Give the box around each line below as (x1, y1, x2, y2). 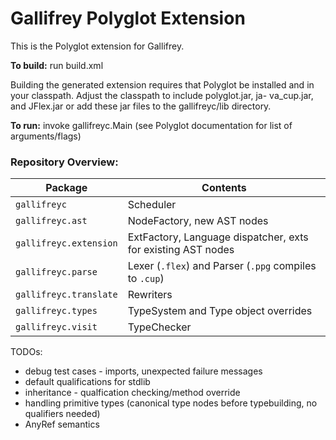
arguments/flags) (10, 130, 82, 142)
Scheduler (127, 198, 177, 212)
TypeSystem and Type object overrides (127, 304, 313, 318)
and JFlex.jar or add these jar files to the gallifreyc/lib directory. (10, 100, 272, 112)
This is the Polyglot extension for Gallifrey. (10, 40, 185, 52)
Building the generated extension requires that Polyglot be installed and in (10, 78, 315, 91)
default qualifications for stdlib (24, 376, 151, 388)
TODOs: (10, 346, 43, 358)
